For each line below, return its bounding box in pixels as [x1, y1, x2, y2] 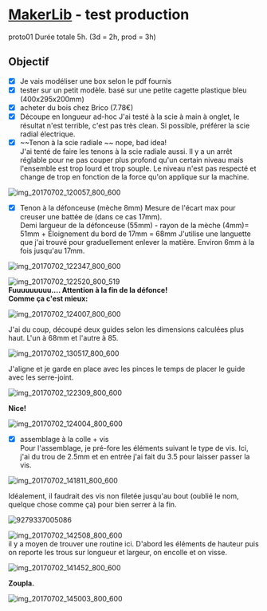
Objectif [8, 55, 49, 69]
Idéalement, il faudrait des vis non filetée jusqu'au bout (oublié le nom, [8, 491, 239, 501]
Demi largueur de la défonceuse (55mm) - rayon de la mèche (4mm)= [19, 221, 249, 231]
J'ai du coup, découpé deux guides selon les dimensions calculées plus [8, 325, 245, 334]
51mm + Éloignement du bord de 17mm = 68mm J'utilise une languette [19, 229, 251, 238]
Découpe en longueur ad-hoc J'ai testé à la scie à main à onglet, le [19, 112, 240, 121]
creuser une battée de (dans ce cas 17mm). [19, 212, 163, 222]
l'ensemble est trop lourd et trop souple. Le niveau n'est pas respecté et [19, 164, 257, 173]
